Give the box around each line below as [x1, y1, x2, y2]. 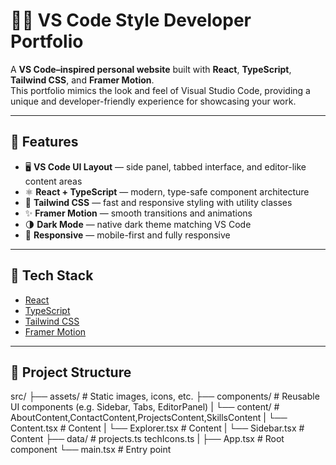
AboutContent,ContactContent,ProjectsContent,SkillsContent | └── [10, 412, 288, 424]
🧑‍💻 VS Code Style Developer [10, 9, 252, 32]
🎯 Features [10, 134, 79, 151]
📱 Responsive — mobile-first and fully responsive [24, 229, 231, 241]
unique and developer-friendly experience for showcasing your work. [10, 95, 297, 107]
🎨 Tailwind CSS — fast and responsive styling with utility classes [24, 196, 293, 208]
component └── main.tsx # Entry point [10, 444, 172, 456]
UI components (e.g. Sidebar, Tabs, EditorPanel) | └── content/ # [10, 401, 280, 413]
